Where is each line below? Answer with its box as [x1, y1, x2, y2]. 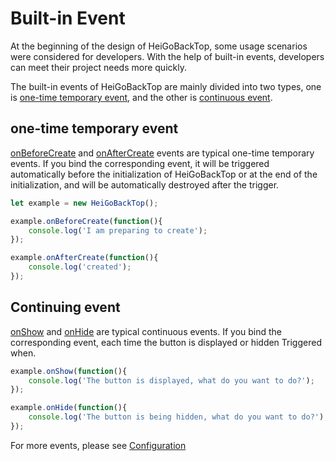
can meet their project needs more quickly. [10, 61, 187, 73]
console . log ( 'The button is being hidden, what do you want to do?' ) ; [28, 412, 329, 422]
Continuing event [10, 299, 121, 316]
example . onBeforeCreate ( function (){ [10, 216, 163, 226]
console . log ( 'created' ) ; [28, 262, 132, 272]
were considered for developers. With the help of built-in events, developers [10, 50, 325, 62]
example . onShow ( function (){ [10, 366, 128, 376]
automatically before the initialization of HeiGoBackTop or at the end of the [10, 168, 318, 180]
